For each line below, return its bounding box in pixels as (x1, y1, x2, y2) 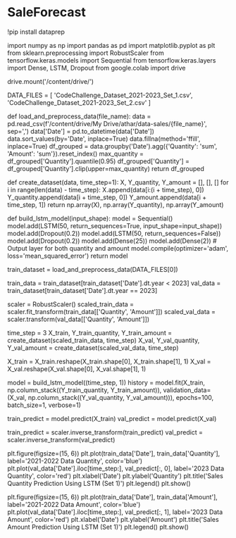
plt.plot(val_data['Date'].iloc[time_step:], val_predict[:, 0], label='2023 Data (7, 464, 224, 473)
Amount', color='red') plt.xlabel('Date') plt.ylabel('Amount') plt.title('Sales (7, 515, 220, 523)
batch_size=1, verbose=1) (7, 401, 81, 409)
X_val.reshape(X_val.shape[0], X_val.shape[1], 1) (7, 364, 147, 373)
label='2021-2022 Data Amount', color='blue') (7, 500, 141, 508)
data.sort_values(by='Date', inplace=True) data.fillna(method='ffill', (7, 134, 201, 143)
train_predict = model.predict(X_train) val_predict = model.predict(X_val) (7, 414, 217, 423)
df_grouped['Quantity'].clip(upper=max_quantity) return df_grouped (7, 164, 204, 173)
